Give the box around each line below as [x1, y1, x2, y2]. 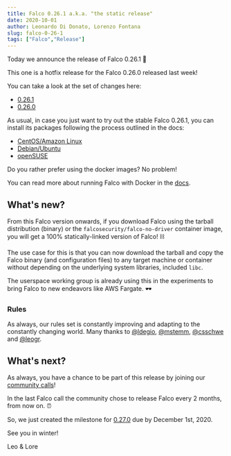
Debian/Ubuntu [17, 144, 61, 153]
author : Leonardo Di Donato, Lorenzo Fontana [7, 23, 140, 30]
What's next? [7, 355, 66, 366]
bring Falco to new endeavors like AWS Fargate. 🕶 [7, 284, 152, 292]
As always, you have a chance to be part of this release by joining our [7, 373, 205, 382]
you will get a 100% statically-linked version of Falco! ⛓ [7, 232, 165, 240]
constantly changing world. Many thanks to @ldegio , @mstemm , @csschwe [7, 328, 224, 336]
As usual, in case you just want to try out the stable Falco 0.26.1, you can [7, 116, 214, 125]
